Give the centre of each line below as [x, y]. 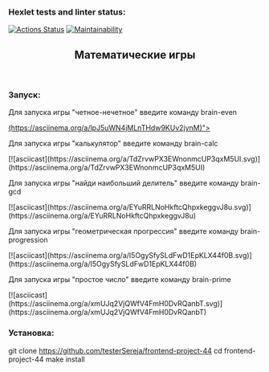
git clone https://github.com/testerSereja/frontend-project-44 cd [115, 350]
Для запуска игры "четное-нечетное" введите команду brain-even [123, 112]
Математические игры [135, 55]
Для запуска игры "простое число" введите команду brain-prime [120, 280]
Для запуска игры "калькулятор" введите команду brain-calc [113, 144]
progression [28, 240]
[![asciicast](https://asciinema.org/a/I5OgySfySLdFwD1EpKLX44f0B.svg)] [130, 255]
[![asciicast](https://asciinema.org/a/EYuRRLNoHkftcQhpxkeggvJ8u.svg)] [130, 207]
